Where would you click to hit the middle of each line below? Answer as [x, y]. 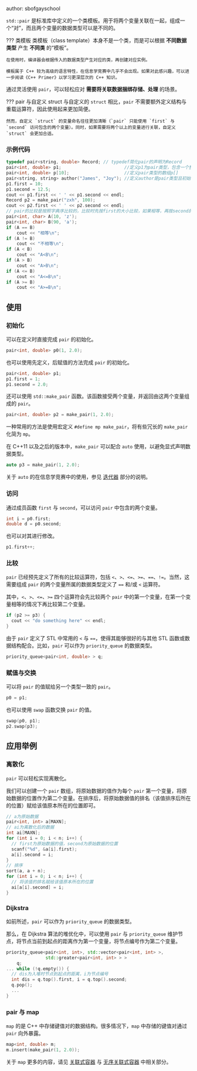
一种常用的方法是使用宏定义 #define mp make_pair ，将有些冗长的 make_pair [97, 427]
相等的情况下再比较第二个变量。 [50, 604]
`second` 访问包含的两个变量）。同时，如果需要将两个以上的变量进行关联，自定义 [91, 127]
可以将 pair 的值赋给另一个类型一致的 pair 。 [60, 687]
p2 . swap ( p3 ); [22, 727]
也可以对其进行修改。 [32, 536]
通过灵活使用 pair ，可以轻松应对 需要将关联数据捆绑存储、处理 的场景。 [93, 89]
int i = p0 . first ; [28, 519]
